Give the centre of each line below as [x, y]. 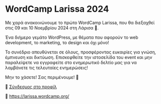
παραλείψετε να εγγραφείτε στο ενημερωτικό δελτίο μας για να [71, 62]
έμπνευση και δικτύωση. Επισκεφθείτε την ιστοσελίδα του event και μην [79, 57]
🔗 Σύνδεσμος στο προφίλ [31, 86]
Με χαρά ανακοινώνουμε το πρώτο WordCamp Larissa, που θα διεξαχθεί [80, 23]
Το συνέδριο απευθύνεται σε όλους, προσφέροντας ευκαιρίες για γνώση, [80, 52]
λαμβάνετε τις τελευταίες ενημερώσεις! [47, 68]
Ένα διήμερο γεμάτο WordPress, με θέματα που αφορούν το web [72, 37]
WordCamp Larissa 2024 [57, 9]
